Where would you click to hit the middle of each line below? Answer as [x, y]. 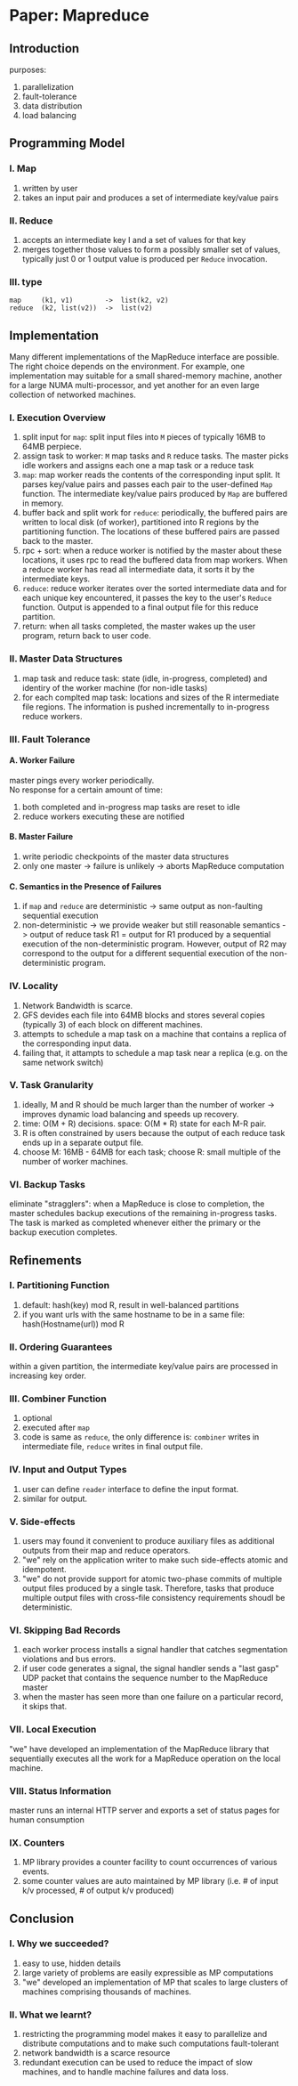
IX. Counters [37, 1842]
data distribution [52, 106]
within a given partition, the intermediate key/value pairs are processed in [144, 1367]
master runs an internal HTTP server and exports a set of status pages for [145, 1810]
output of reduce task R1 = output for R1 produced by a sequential [150, 935]
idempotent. [44, 1569]
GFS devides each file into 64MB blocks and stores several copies [143, 1015]
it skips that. [44, 1707]
